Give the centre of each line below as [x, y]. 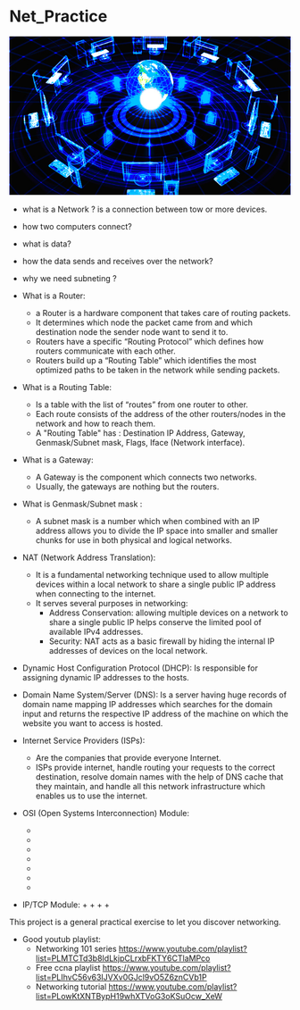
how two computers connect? [77, 227]
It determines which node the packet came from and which [144, 322]
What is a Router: [54, 296]
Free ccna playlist [68, 968]
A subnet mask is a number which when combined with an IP [148, 522]
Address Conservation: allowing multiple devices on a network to [168, 613]
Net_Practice [58, 17]
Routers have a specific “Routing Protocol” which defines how [150, 342]
